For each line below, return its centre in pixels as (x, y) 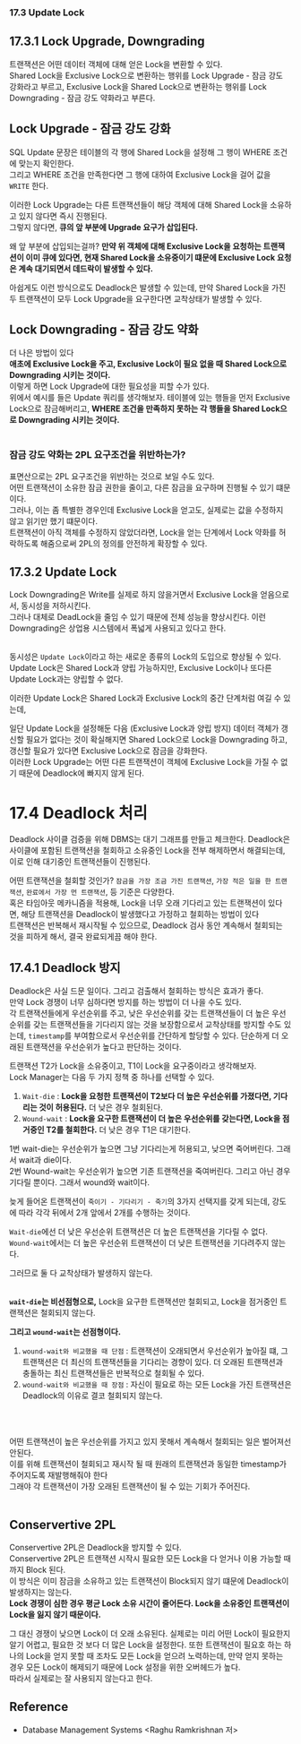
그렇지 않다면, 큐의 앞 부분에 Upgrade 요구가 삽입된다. (104, 227)
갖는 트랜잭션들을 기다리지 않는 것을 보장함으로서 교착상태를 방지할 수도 (157, 1025)
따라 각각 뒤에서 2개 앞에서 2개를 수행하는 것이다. (104, 1213)
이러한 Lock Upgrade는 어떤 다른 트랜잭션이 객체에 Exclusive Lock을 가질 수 (144, 762)
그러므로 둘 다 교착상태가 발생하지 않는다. (81, 1273)
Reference (39, 1707)
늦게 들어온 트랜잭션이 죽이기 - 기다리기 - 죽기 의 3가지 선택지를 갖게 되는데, (140, 1201)
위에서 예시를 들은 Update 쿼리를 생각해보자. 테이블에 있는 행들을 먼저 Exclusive (150, 398)
